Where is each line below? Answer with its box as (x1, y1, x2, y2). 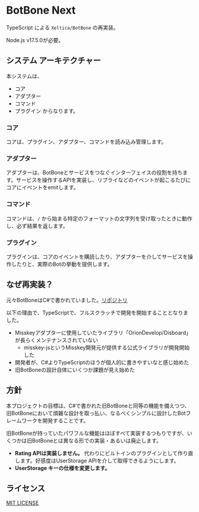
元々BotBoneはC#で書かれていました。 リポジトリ (6, 296, 128, 303)
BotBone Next (6, 4, 76, 17)
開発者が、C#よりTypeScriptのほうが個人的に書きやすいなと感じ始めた (14, 358, 189, 365)
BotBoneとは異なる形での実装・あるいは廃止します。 (31, 437, 162, 444)
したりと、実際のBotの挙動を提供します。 (11, 260, 113, 268)
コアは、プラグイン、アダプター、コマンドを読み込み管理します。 (6, 138, 167, 145)
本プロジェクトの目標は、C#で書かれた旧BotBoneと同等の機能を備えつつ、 (6, 402, 190, 409)
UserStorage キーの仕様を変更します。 (14, 464, 110, 472)
